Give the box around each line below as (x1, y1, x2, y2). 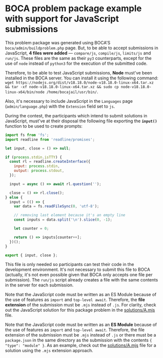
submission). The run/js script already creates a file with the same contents (5, 277, 158, 283)
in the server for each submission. (5, 282, 74, 288)
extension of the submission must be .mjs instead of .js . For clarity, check (5, 302, 156, 308)
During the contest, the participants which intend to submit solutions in (5, 113, 147, 118)
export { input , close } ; (5, 253, 58, 258)
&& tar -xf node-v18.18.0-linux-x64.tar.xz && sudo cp (5, 84, 119, 89)
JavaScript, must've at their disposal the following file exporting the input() (5, 118, 158, 124)
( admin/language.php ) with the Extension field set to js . (5, 103, 115, 109)
